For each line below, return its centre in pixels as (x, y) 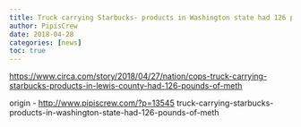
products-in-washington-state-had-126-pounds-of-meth (114, 113)
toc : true (28, 51)
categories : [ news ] (46, 42)
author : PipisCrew (43, 26)
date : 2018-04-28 (42, 34)
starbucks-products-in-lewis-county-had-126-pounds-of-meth (126, 86)
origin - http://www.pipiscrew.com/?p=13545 (92, 103)
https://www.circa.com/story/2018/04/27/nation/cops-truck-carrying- (138, 76)
